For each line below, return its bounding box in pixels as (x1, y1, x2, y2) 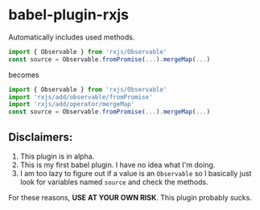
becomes (8, 70, 39, 80)
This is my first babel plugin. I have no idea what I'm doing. (19, 160, 216, 170)
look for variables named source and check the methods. (19, 177, 209, 187)
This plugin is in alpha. (19, 151, 95, 161)
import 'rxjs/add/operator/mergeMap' (8, 101, 135, 109)
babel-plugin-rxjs (8, 6, 130, 24)
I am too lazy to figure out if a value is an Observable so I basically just (19, 169, 252, 178)
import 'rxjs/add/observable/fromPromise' (8, 93, 153, 101)
